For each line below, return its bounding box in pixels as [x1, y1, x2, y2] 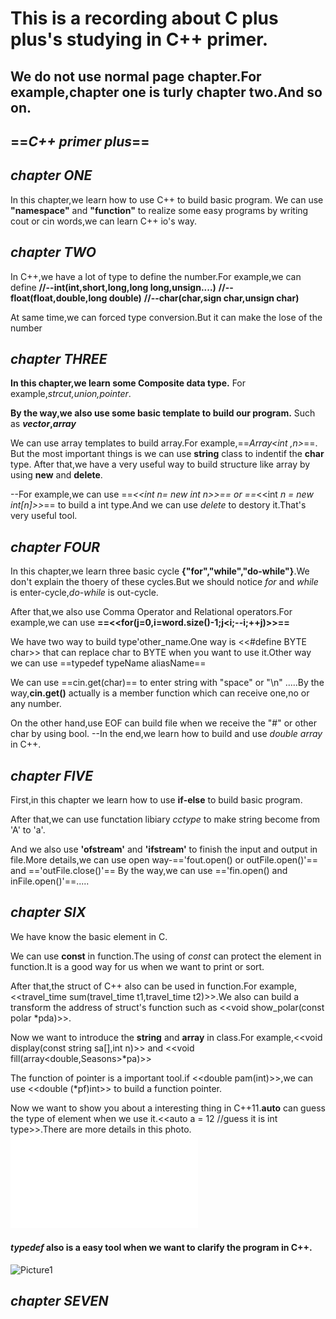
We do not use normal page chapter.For [10, 68, 262, 85]
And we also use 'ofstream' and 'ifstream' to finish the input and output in [10, 843, 318, 856]
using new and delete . [10, 469, 103, 481]
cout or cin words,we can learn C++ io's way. [10, 215, 197, 227]
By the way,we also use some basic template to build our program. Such [10, 407, 316, 419]
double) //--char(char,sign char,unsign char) [108, 292, 300, 304]
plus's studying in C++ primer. [10, 28, 269, 51]
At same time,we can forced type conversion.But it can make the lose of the [10, 311, 323, 323]
